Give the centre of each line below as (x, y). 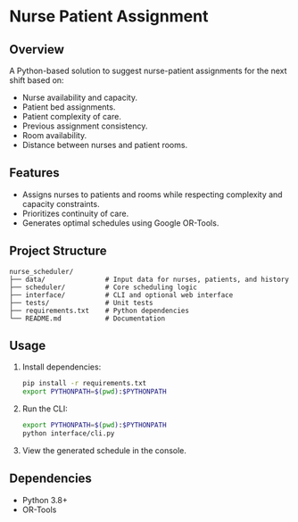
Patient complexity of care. (72, 116)
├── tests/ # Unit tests (81, 302)
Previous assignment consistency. (85, 126)
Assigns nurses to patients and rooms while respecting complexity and (152, 195)
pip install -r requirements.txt (84, 384)
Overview (37, 50)
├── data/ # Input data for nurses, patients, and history (149, 279)
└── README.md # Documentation (87, 319)
